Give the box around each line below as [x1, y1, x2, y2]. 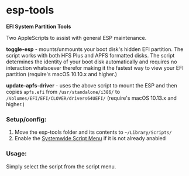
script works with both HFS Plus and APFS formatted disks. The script [6, 52, 175, 59]
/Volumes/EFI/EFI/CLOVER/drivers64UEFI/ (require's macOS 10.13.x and [6, 94, 177, 101]
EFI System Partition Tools [6, 23, 71, 30]
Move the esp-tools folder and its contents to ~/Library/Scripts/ [14, 128, 172, 136]
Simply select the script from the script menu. [6, 163, 116, 170]
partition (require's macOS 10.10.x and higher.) [6, 70, 118, 77]
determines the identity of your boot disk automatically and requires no [6, 58, 177, 65]
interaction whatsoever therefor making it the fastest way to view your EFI [6, 64, 184, 71]
